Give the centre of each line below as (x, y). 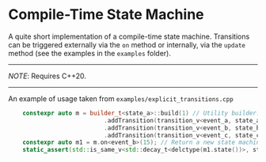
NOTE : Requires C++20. (47, 76)
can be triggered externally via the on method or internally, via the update (127, 44)
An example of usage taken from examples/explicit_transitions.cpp (121, 98)
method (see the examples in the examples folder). (90, 53)
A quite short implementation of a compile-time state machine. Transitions (129, 36)
